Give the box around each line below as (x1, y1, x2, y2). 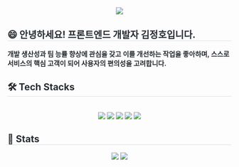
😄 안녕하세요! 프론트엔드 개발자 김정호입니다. (7, 28, 196, 41)
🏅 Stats (7, 133, 40, 145)
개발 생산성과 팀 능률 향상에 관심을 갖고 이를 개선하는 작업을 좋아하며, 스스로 (7, 49, 230, 59)
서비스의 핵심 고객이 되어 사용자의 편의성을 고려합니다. (7, 58, 167, 68)
